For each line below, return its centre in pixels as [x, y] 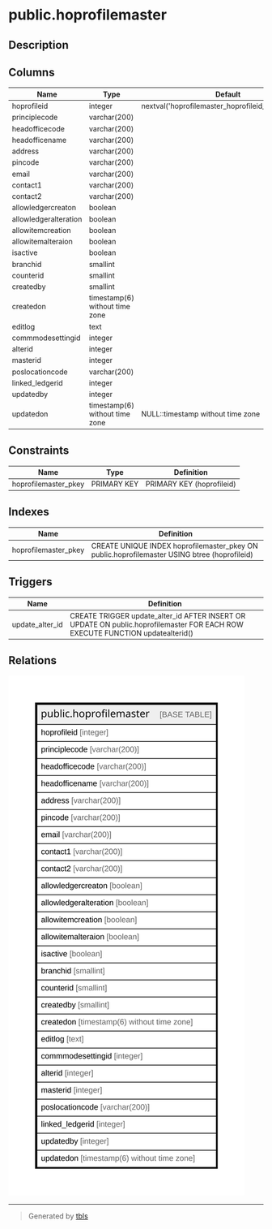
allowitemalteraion [42, 242]
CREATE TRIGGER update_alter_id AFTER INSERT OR [158, 615]
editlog [23, 326]
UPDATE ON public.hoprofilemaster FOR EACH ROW [157, 624]
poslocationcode [40, 372]
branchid [27, 264]
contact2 [27, 196]
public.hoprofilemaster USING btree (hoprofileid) [172, 554]
